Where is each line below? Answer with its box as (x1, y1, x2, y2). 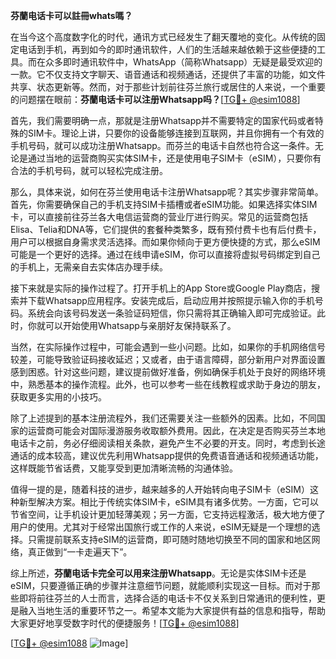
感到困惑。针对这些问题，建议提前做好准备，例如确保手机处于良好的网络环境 (10, 366, 326, 378)
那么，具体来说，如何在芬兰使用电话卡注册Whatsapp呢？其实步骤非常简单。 (10, 186, 324, 198)
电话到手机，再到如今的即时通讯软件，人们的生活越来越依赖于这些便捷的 (18, 44, 317, 55)
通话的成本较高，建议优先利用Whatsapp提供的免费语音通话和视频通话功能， (10, 450, 324, 461)
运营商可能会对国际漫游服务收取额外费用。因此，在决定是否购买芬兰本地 (27, 425, 326, 436)
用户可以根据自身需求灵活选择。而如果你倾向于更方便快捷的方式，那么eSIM (10, 236, 321, 248)
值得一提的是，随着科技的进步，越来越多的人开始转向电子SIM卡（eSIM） (10, 484, 310, 495)
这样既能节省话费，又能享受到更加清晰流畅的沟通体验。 (10, 462, 238, 474)
